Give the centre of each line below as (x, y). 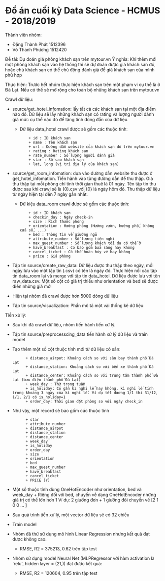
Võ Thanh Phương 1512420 (39, 49)
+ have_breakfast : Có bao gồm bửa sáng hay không (82, 247)
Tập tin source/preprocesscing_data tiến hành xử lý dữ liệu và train (80, 334)
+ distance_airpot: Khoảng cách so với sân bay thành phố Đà (89, 358)
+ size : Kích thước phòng (56, 222)
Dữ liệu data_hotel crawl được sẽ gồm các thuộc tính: (74, 129)
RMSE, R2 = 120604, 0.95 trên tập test (58, 573)
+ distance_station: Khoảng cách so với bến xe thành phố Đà (89, 367)
